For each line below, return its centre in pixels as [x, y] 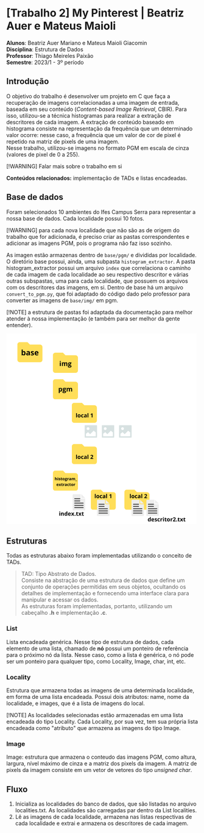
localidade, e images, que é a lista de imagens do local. [76, 703]
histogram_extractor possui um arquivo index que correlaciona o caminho [99, 268]
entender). [19, 325]
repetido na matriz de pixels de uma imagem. [63, 141]
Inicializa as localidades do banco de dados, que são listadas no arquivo [106, 804]
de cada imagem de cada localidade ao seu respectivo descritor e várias [97, 274]
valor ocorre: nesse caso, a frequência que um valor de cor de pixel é [93, 135]
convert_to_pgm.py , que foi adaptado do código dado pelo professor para [98, 294]
